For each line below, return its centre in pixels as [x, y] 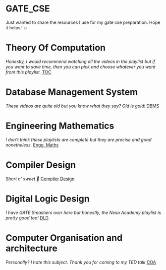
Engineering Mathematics [60, 126]
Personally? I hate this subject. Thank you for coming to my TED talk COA [81, 262]
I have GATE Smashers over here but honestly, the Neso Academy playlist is [83, 212]
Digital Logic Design [48, 199]
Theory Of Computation [56, 48]
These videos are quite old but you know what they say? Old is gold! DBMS [83, 106]
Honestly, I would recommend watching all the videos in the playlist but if [81, 61]
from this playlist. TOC [28, 72]
